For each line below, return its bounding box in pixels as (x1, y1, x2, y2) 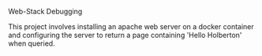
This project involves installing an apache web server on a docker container (8, 22, 254, 31)
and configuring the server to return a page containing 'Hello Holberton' (8, 31, 242, 39)
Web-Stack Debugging (8, 7, 83, 16)
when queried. (8, 39, 55, 48)
